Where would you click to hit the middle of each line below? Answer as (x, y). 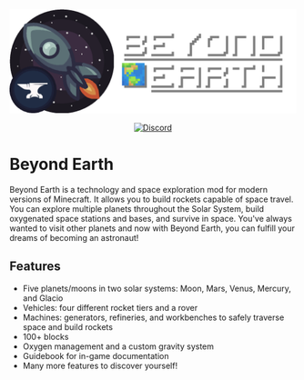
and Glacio (43, 298)
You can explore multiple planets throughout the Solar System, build (137, 209)
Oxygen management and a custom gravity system (118, 346)
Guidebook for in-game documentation (96, 355)
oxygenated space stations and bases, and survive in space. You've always (151, 219)
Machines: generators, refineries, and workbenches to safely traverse (153, 317)
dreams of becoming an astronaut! (74, 238)
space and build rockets (68, 326)
